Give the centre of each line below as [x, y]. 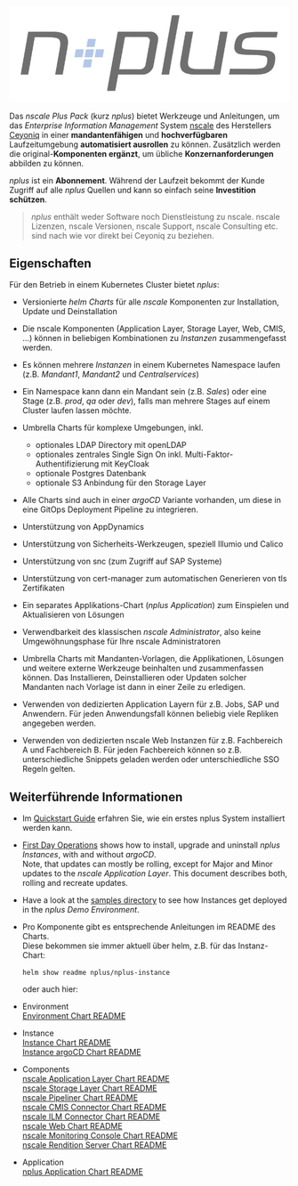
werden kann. [47, 828]
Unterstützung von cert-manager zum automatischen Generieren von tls [154, 579]
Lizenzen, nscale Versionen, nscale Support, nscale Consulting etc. [154, 226]
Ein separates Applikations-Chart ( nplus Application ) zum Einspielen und [155, 605]
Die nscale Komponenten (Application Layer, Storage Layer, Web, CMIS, [154, 329]
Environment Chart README [74, 1016]
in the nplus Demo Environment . [81, 910]
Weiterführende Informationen [96, 796]
